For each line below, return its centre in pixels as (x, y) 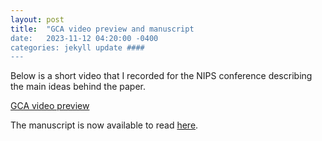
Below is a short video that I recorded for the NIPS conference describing (161, 76)
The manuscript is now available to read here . (104, 125)
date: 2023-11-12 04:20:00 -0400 (84, 38)
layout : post (37, 19)
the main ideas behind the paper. (78, 87)
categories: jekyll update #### (77, 47)
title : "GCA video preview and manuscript (102, 29)
